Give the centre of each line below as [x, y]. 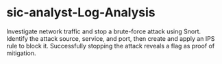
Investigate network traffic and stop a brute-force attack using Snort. [104, 31]
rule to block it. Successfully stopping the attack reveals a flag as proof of [111, 46]
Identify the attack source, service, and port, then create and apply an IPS [111, 38]
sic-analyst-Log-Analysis [81, 13]
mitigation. [21, 53]
